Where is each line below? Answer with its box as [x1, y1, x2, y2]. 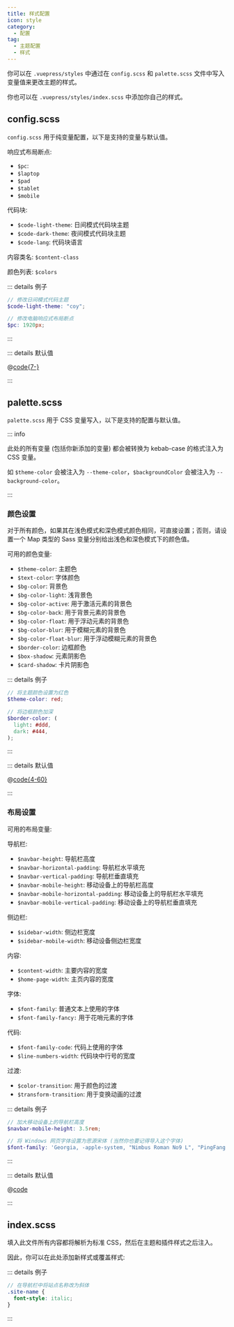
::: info [7, 430, 26, 438]
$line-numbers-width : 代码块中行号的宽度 [17, 1051, 136, 1060]
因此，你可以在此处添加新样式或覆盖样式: [7, 1253, 125, 1261]
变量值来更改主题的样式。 [7, 77, 81, 86]
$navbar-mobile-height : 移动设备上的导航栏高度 [17, 880, 155, 889]
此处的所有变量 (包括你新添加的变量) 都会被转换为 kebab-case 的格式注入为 [7, 444, 224, 452]
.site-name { [7, 1288, 45, 1295]
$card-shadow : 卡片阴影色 [17, 661, 89, 669]
